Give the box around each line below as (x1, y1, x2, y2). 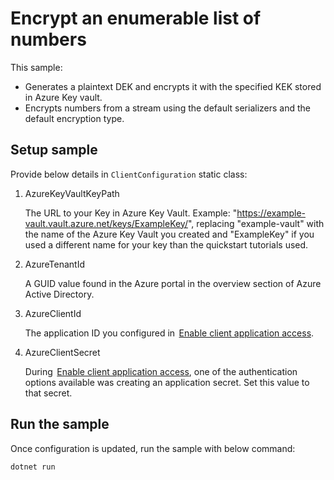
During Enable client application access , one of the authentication (24, 365, 298, 377)
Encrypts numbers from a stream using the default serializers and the (24, 102, 312, 114)
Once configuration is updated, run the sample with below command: (10, 442, 296, 454)
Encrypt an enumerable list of (10, 7, 262, 30)
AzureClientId (24, 307, 82, 319)
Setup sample (10, 142, 98, 159)
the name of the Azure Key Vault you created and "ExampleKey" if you (24, 228, 315, 240)
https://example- (236, 207, 306, 219)
